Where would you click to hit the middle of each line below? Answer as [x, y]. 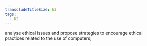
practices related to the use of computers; [48, 38]
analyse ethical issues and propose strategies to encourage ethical [74, 33]
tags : [11, 14]
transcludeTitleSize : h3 [31, 10]
